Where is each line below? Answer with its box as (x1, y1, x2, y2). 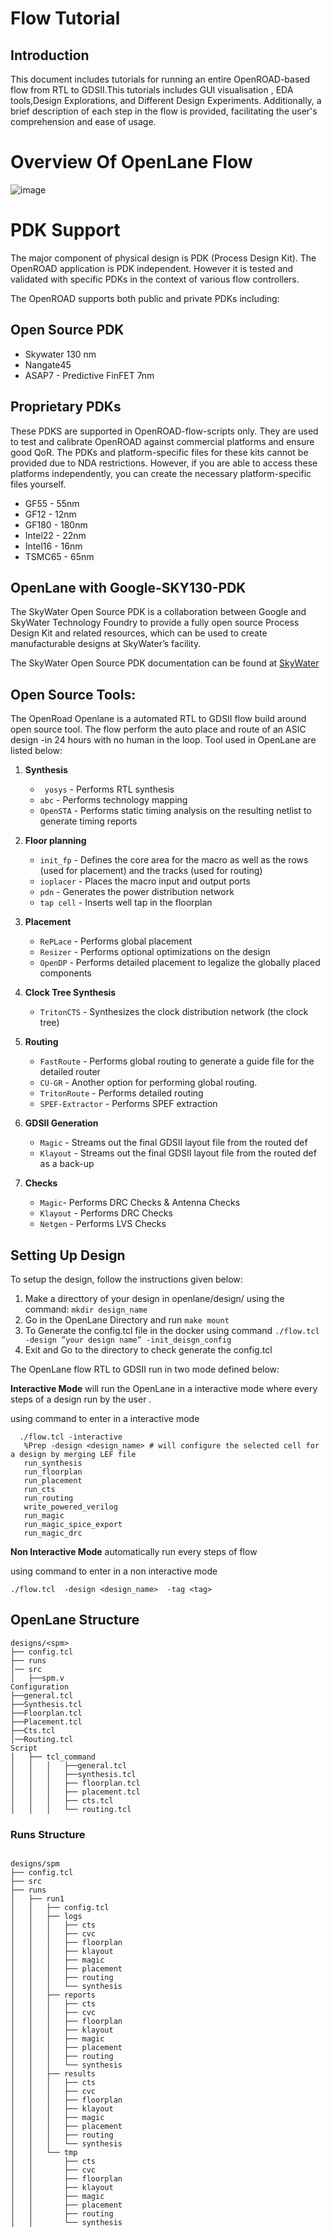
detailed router (39, 1066, 101, 1078)
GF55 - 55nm (24, 497, 80, 509)
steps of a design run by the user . (10, 1393, 152, 1405)
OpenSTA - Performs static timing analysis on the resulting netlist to (39, 805, 312, 817)
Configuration (10, 1682, 70, 1692)
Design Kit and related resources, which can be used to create (10, 627, 268, 639)
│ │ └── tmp (10, 2148, 78, 2158)
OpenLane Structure (10, 1612, 140, 1629)
